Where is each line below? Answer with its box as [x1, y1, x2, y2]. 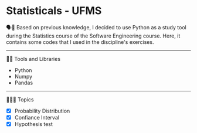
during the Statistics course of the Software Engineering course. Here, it [6, 32, 181, 39]
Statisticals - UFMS [6, 4, 102, 18]
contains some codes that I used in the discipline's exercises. [6, 38, 154, 45]
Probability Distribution [14, 107, 70, 114]
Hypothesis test [14, 121, 53, 128]
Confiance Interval [14, 114, 60, 121]
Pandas [14, 79, 33, 86]
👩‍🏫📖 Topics [6, 96, 34, 103]
